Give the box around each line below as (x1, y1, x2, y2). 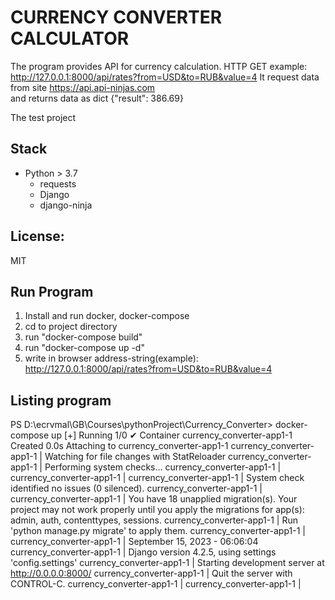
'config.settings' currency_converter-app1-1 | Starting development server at (10, 557, 325, 569)
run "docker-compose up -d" (24, 342, 145, 354)
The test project (10, 111, 77, 123)
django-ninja (39, 199, 93, 211)
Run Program (10, 283, 94, 300)
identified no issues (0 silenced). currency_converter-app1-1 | (10, 482, 263, 495)
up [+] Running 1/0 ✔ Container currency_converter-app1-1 (51, 429, 293, 441)
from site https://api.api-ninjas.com (10, 81, 156, 93)
